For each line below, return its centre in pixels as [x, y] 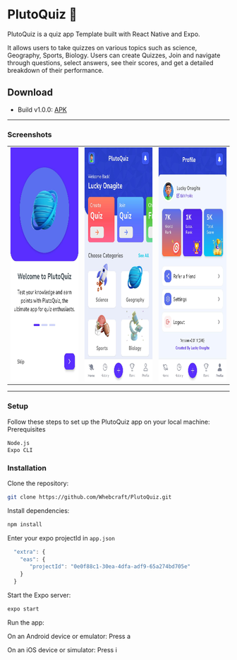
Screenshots [30, 134]
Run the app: [26, 623]
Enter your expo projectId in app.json [61, 538]
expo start [23, 609]
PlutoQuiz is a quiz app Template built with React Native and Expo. [104, 34]
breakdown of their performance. [56, 70]
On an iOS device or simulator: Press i [62, 649]
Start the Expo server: [39, 595]
